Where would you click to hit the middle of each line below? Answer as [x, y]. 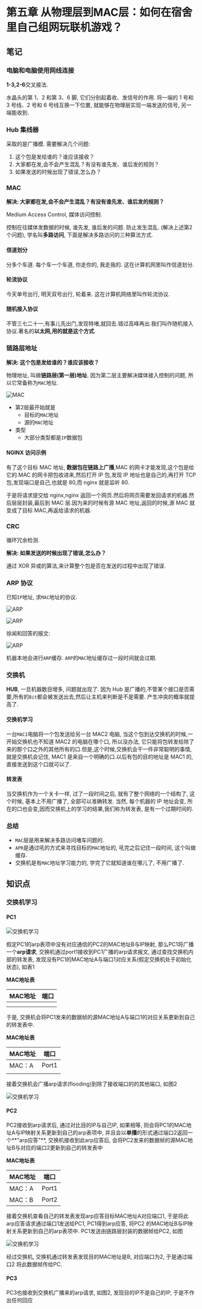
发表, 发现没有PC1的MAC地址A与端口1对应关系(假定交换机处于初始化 [107, 959]
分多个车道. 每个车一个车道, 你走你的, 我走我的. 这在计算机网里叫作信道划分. [100, 264]
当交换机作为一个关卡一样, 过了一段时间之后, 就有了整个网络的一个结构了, [97, 793]
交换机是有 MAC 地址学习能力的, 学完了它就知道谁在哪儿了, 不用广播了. [99, 863]
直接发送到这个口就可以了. [39, 764]
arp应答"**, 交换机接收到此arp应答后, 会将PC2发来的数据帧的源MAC [103, 1140]
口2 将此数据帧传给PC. [34, 1264]
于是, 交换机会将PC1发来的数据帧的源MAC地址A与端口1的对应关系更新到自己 [101, 1017]
